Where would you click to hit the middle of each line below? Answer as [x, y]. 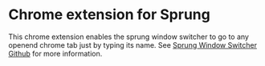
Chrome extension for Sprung [109, 15]
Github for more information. [55, 53]
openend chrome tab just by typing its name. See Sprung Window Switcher [132, 45]
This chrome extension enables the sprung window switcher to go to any [128, 37]
